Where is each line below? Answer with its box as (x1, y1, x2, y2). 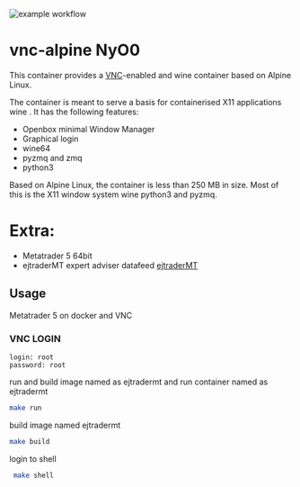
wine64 (22, 142, 51, 153)
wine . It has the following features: (9, 106, 139, 117)
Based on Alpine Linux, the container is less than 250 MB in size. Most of (9, 179, 279, 190)
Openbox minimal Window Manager (22, 123, 155, 134)
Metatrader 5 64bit (22, 250, 93, 261)
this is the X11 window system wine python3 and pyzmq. (9, 189, 217, 200)
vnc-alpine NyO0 (9, 41, 141, 60)
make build (9, 437, 50, 446)
